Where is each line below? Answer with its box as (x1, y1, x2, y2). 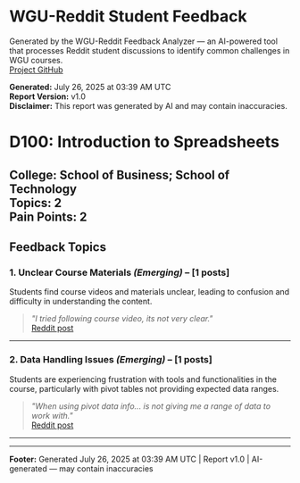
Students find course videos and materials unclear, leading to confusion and (9, 287, 290, 297)
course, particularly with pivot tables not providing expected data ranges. (9, 383, 279, 394)
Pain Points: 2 (9, 209, 87, 224)
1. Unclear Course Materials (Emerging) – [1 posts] (9, 266, 230, 279)
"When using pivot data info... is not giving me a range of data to (30, 400, 271, 412)
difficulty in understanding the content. (9, 296, 153, 307)
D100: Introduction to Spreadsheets (9, 132, 279, 153)
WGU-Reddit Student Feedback (9, 6, 247, 27)
